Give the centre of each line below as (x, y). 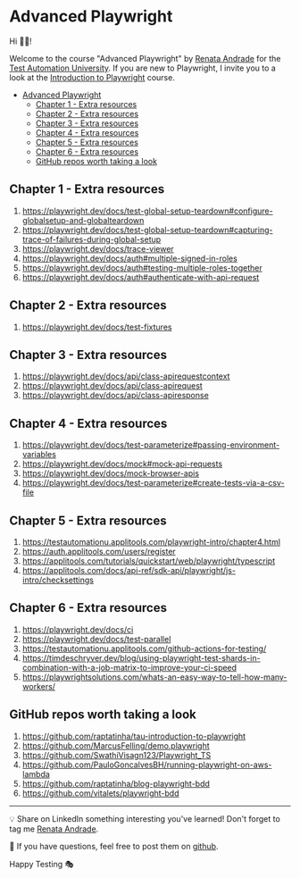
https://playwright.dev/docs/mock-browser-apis (110, 473)
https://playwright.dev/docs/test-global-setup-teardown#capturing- (147, 230)
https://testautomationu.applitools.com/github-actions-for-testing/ (144, 648)
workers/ (39, 686)
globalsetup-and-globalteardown (83, 220)
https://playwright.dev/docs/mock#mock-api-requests (122, 464)
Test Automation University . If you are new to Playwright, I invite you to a (143, 68)
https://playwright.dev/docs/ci (78, 629)
